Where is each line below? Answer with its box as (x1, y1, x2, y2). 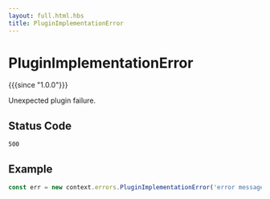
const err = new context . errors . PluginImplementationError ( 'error (8, 184, 235, 192)
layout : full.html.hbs (8, 11, 84, 20)
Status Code (8, 119, 72, 132)
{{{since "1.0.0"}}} (8, 80, 68, 90)
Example (8, 162, 53, 176)
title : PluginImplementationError (8, 19, 125, 27)
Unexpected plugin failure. (8, 95, 96, 105)
